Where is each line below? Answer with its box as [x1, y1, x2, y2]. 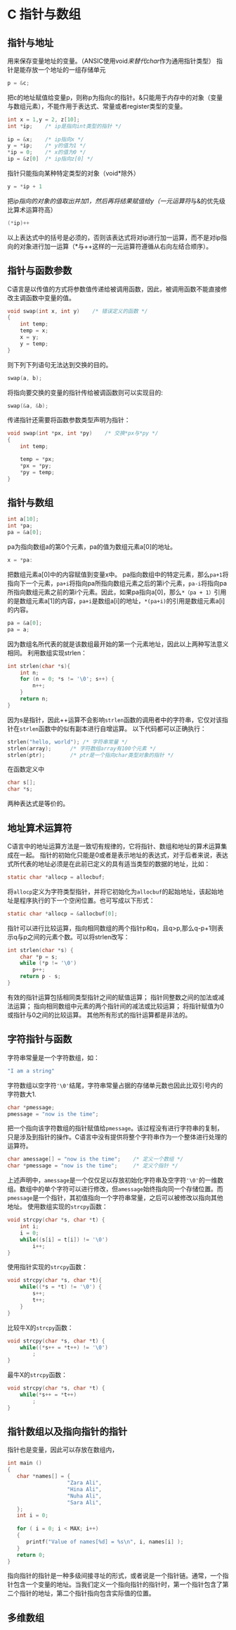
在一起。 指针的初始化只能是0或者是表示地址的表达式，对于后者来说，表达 [13, 851, 228, 859]
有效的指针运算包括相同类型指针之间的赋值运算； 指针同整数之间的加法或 [7, 993, 218, 1001]
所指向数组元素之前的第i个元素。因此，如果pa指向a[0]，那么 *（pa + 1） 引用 [7, 588, 227, 596]
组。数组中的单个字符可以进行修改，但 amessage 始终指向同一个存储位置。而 [7, 1185, 223, 1193]
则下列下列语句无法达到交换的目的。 [7, 360, 112, 369]
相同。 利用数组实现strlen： [7, 648, 88, 657]
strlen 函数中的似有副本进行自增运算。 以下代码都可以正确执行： [20, 724, 206, 733]
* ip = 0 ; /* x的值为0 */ [7, 149, 86, 156]
